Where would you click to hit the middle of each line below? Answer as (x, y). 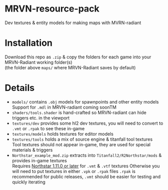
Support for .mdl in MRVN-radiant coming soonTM (64, 107)
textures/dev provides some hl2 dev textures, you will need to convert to (88, 123)
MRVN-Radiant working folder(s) (38, 62)
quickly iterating (29, 182)
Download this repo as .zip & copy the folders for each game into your (78, 57)
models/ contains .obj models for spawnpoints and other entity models (85, 102)
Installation (29, 43)
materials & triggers (32, 150)
